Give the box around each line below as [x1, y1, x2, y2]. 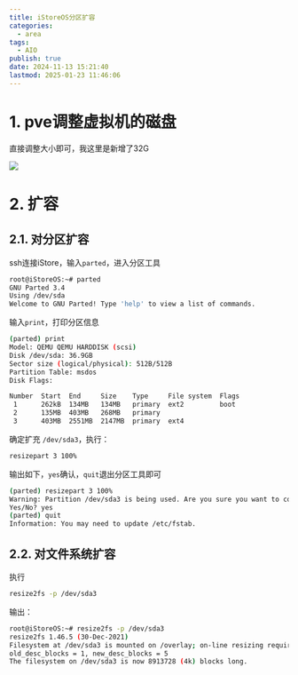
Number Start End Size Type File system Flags [9, 392, 240, 401]
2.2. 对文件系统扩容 [9, 546, 116, 561]
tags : [9, 37, 29, 47]
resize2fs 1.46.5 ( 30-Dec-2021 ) [9, 632, 129, 641]
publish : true [9, 54, 62, 63]
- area [17, 29, 42, 38]
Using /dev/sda [9, 291, 66, 300]
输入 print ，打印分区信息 [9, 317, 99, 328]
